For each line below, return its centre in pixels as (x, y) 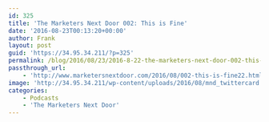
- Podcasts (41, 98)
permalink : (26, 61)
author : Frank (32, 38)
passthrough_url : (37, 68)
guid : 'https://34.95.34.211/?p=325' (71, 53)
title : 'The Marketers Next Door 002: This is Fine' (98, 23)
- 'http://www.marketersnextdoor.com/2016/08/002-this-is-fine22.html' (145, 75)
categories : (28, 90)
